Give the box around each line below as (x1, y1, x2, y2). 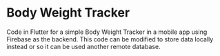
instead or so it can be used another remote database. (6, 42, 161, 50)
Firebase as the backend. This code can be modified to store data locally (6, 35, 214, 43)
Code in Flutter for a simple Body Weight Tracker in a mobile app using (6, 28, 208, 36)
